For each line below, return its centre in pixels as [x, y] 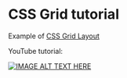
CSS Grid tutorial [64, 14]
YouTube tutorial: [36, 51]
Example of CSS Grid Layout [54, 36]
